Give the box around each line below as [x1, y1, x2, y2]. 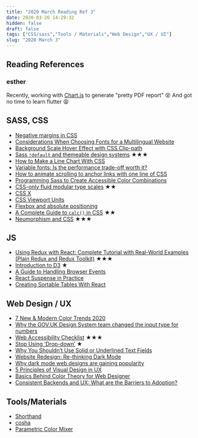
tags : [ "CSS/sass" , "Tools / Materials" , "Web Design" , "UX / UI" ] [6, 32, 172, 38]
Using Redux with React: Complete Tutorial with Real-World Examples [15, 249, 189, 256]
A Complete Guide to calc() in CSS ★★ [15, 208, 116, 216]
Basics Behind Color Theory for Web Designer [15, 373, 130, 380]
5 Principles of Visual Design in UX [15, 366, 102, 373]
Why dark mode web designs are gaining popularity [15, 360, 144, 367]
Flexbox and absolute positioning [15, 202, 98, 210]
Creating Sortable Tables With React [15, 281, 106, 288]
